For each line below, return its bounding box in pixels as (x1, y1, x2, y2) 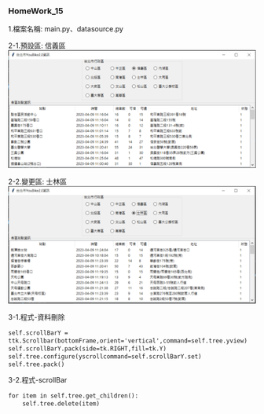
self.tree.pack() (8, 360, 65, 368)
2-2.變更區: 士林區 (8, 177, 68, 186)
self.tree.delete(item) (22, 399, 101, 408)
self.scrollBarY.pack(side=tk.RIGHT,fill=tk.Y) (8, 344, 167, 353)
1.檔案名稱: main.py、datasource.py (8, 24, 124, 34)
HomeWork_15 (8, 5, 64, 16)
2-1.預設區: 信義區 (8, 41, 66, 50)
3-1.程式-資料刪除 (8, 312, 65, 321)
